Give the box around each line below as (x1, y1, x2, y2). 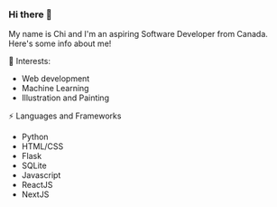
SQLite (21, 160, 47, 171)
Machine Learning (21, 83, 89, 94)
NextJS (21, 189, 50, 200)
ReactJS (21, 180, 53, 191)
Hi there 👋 (8, 8, 53, 21)
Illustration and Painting (21, 92, 110, 103)
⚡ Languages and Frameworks (8, 110, 122, 121)
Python (21, 131, 49, 143)
